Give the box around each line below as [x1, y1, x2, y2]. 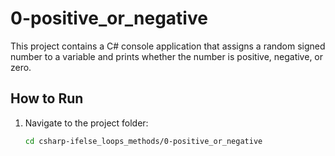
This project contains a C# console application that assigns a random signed [10, 40, 326, 52]
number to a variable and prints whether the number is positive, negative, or [10, 50, 324, 62]
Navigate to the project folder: [24, 117, 149, 129]
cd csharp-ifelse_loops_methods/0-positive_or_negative [24, 136, 263, 146]
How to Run [10, 90, 84, 107]
